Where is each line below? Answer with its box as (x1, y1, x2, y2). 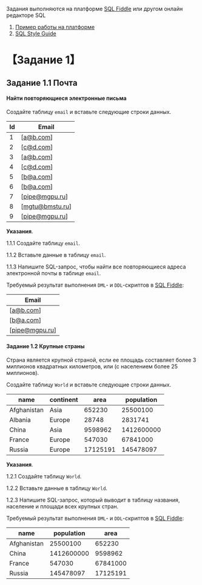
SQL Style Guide (15, 30, 56, 37)
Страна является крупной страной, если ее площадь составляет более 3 (6, 356, 197, 363)
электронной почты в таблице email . (6, 269, 101, 276)
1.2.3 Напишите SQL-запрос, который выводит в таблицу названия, (6, 496, 180, 503)
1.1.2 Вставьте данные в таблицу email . (6, 251, 106, 258)
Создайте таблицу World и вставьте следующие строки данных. (6, 380, 172, 388)
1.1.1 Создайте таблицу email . (6, 239, 81, 247)
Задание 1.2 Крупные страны (6, 343, 85, 350)
